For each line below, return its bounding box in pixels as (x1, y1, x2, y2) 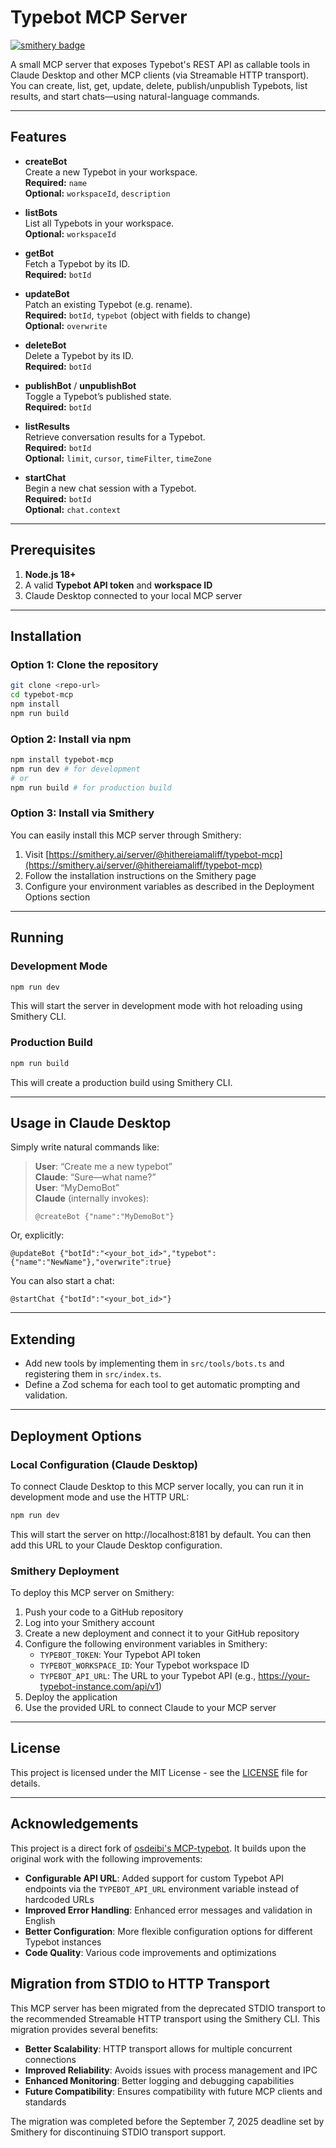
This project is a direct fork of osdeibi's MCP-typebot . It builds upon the (10, 1842, 307, 1854)
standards (24, 2096, 67, 2108)
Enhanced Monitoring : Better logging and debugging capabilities (24, 2074, 295, 2086)
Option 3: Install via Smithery (10, 806, 155, 820)
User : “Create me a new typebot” (34, 1161, 173, 1173)
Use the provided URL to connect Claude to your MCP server (24, 1702, 277, 1714)
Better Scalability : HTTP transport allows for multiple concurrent (24, 2042, 293, 2055)
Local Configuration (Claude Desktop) (10, 1457, 198, 1471)
